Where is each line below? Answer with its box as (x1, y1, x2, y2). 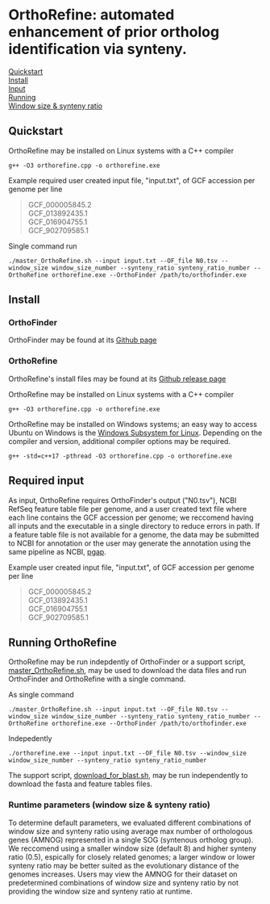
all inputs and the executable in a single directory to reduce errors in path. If (8, 521, 260, 530)
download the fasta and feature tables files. (8, 779, 153, 789)
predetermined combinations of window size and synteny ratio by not (8, 877, 239, 887)
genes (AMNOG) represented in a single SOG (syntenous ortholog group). (8, 835, 254, 844)
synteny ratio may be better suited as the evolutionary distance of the (8, 860, 239, 870)
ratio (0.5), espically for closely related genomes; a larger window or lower (8, 852, 255, 861)
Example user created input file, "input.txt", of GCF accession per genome (8, 563, 255, 572)
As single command (8, 690, 74, 700)
